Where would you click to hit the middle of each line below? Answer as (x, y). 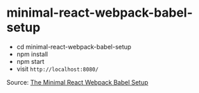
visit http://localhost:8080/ (57, 69)
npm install (32, 54)
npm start (30, 61)
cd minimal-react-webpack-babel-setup (74, 46)
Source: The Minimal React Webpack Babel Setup (77, 82)
